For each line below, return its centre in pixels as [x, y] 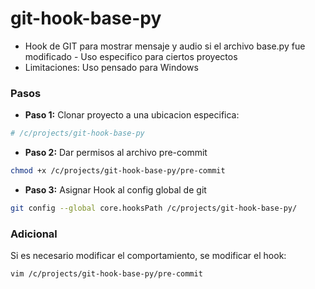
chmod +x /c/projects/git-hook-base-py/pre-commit [118, 171]
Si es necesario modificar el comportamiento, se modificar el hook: [148, 256]
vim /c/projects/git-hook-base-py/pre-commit [106, 274]
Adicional [34, 234]
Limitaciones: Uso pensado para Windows [111, 67]
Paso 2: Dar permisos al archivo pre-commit [116, 153]
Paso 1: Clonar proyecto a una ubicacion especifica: [132, 115]
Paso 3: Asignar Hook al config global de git [115, 189]
